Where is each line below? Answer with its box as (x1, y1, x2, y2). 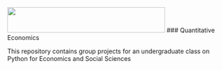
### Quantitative (166, 26, 215, 34)
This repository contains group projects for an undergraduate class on (7, 47, 210, 55)
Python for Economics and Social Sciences (7, 55, 132, 62)
